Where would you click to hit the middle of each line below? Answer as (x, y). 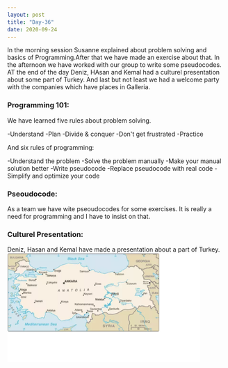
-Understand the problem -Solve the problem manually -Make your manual (114, 161)
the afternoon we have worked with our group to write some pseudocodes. (114, 65)
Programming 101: (38, 105)
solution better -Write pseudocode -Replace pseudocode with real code (110, 168)
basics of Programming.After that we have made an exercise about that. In (114, 58)
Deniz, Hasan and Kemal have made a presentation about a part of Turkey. (114, 250)
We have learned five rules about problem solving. (79, 120)
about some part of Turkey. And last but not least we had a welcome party (113, 79)
